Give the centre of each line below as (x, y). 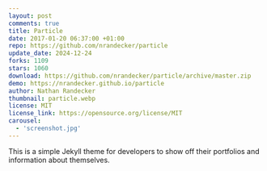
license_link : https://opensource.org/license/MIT (95, 114)
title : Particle (36, 31)
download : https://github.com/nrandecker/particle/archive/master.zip (130, 76)
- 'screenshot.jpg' (49, 128)
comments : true (34, 23)
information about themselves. (59, 160)
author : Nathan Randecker (52, 91)
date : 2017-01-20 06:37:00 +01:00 (67, 38)
